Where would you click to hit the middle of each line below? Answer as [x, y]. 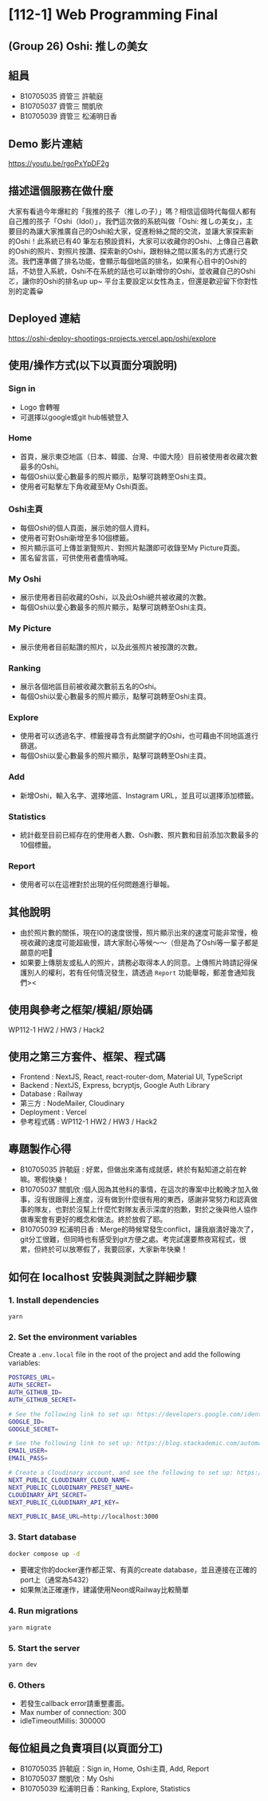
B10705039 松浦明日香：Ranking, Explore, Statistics [105, 1788]
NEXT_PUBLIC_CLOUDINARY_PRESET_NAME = [71, 1488]
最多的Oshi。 [41, 466]
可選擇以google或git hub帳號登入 [74, 417]
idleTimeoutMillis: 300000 [63, 1721]
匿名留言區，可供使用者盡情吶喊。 [76, 558]
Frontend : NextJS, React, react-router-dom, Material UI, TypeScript [131, 1076]
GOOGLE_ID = [26, 1421]
